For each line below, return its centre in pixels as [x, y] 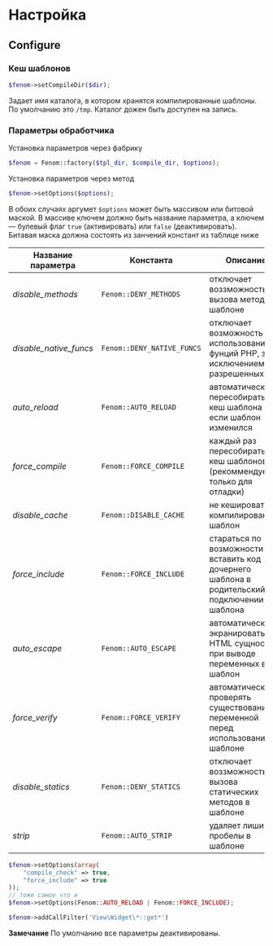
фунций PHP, [234, 353]
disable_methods [45, 294]
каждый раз [233, 440]
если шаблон [235, 417]
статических [234, 791]
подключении [236, 599]
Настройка [48, 15]
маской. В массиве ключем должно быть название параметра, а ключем [136, 217]
